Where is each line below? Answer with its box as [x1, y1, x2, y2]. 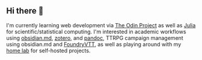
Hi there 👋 [6, 6, 44, 16]
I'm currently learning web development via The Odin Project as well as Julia [6, 21, 196, 29]
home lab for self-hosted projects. [6, 47, 91, 54]
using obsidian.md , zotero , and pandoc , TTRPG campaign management [6, 34, 183, 42]
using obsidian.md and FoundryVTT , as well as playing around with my [6, 40, 182, 48]
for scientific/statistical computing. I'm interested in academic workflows [6, 28, 186, 35]
